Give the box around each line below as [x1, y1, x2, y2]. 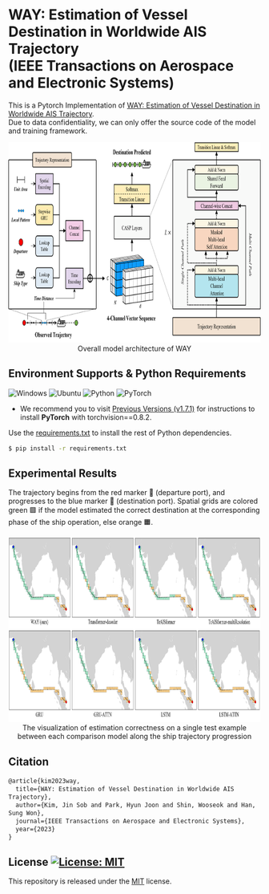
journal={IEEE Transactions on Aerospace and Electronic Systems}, [15, 817, 246, 826]
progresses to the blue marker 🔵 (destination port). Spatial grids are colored [8, 496, 259, 506]
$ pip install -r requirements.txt [8, 444, 127, 453]
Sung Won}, [8, 809, 45, 818]
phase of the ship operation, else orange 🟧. [8, 518, 154, 527]
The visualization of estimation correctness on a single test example [22, 723, 247, 733]
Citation [8, 754, 50, 768]
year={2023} [15, 825, 56, 834]
